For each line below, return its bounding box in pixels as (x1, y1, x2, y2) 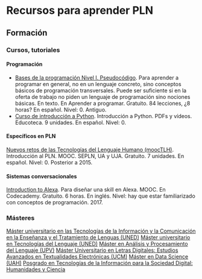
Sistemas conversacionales (6, 172, 77, 180)
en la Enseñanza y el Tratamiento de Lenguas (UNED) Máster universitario (6, 234, 191, 241)
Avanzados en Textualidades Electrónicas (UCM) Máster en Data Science (6, 253, 189, 260)
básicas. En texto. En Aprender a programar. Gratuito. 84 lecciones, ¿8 (14, 99, 191, 107)
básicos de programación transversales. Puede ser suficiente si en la (14, 87, 187, 94)
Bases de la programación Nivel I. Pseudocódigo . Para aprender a (14, 74, 179, 81)
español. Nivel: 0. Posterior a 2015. (6, 158, 93, 166)
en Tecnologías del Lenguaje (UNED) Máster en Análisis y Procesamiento (6, 240, 188, 248)
